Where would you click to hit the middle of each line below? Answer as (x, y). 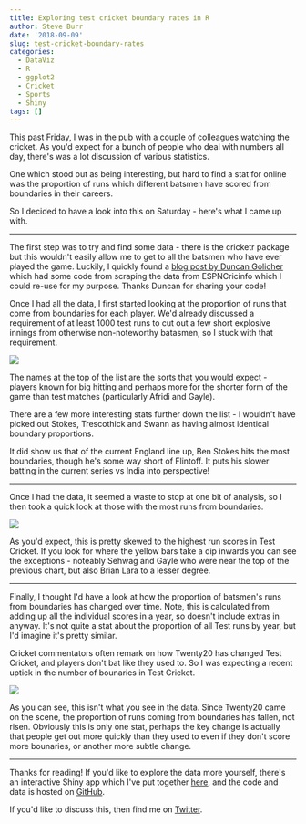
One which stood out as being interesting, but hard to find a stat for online (148, 174)
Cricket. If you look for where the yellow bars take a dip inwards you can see (153, 551)
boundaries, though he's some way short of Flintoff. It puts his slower (139, 461)
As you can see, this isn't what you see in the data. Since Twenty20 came (148, 707)
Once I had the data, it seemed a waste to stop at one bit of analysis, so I (146, 497)
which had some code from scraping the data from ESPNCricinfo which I (146, 276)
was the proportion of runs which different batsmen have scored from (140, 184)
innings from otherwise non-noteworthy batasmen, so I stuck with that (141, 333)
